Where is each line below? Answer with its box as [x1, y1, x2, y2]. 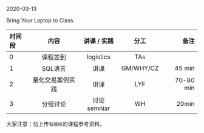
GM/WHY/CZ [121, 64, 159, 72]
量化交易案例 [32, 76, 70, 84]
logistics [86, 53, 111, 61]
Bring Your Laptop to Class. [6, 17, 75, 24]
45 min [174, 64, 195, 72]
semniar [87, 104, 110, 112]
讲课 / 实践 [83, 37, 114, 45]
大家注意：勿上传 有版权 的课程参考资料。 [6, 120, 105, 128]
